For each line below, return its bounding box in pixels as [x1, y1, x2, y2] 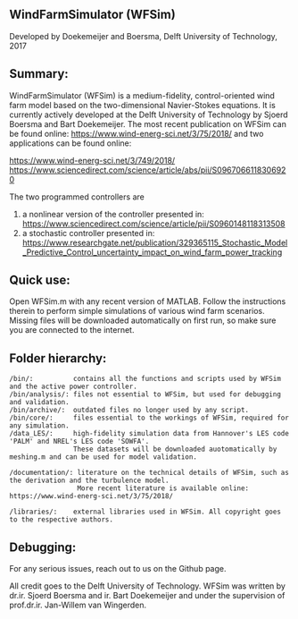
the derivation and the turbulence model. [9, 476, 170, 486]
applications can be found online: [9, 138, 132, 148]
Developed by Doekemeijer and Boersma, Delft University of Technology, [9, 30, 278, 41]
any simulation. [9, 421, 70, 430]
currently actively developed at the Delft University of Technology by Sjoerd [9, 109, 288, 120]
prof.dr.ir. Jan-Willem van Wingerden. [9, 599, 147, 611]
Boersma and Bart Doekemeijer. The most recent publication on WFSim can [9, 118, 287, 129]
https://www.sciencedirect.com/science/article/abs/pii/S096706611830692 [9, 165, 286, 175]
